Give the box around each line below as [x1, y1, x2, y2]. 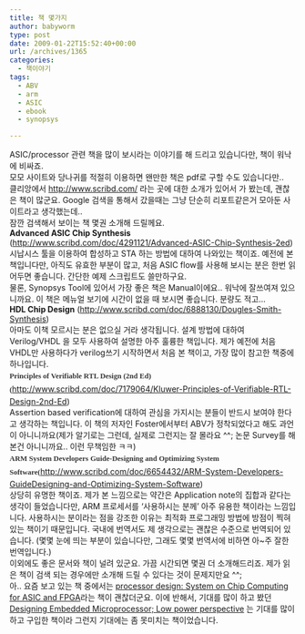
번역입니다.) [9, 547, 52, 557]
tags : [9, 73, 30, 82]
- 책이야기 [17, 65, 52, 74]
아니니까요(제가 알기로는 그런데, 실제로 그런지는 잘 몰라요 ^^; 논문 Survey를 [18, 430, 287, 441]
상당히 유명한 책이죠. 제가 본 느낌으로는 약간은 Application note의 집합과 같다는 [9, 489, 291, 501]
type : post [9, 30, 51, 39]
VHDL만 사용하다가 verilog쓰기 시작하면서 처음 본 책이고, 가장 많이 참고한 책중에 [9, 347, 294, 358]
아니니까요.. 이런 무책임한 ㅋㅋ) [25, 441, 137, 452]
